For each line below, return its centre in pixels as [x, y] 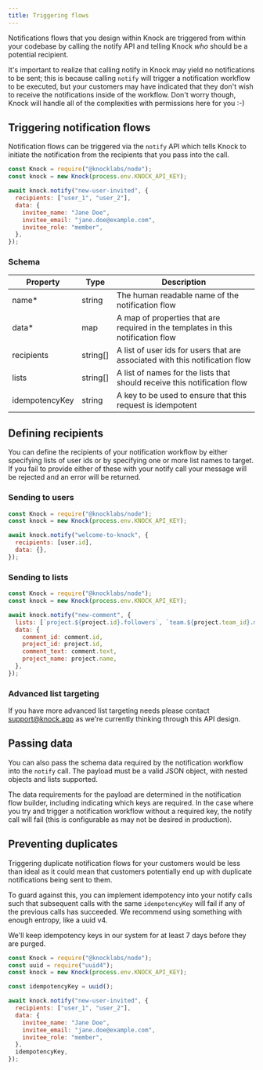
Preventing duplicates [63, 844]
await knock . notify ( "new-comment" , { [70, 615]
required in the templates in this [175, 328]
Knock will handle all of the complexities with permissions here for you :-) [126, 103]
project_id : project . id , [63, 645]
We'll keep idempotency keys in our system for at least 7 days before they [127, 935]
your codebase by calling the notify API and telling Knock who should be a [128, 46]
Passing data [40, 744]
